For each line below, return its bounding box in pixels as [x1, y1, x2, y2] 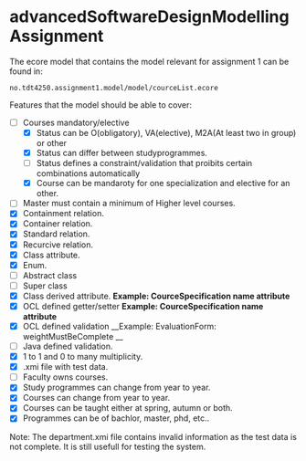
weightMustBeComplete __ [22, 331, 123, 341]
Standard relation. [22, 228, 90, 239]
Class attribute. [22, 249, 80, 260]
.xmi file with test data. [22, 361, 109, 372]
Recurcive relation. [22, 239, 94, 250]
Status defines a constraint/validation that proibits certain [36, 158, 253, 169]
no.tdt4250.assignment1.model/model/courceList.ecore [9, 83, 219, 92]
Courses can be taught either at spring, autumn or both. [22, 403, 233, 414]
